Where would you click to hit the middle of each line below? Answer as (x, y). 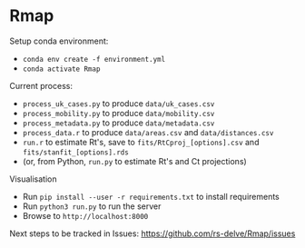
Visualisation (33, 179)
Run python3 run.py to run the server (92, 206)
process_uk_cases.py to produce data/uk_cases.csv (118, 103)
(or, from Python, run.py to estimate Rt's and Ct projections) (134, 161)
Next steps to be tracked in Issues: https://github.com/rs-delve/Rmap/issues (152, 233)
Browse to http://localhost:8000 (85, 215)
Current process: (41, 85)
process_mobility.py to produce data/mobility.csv (118, 113)
